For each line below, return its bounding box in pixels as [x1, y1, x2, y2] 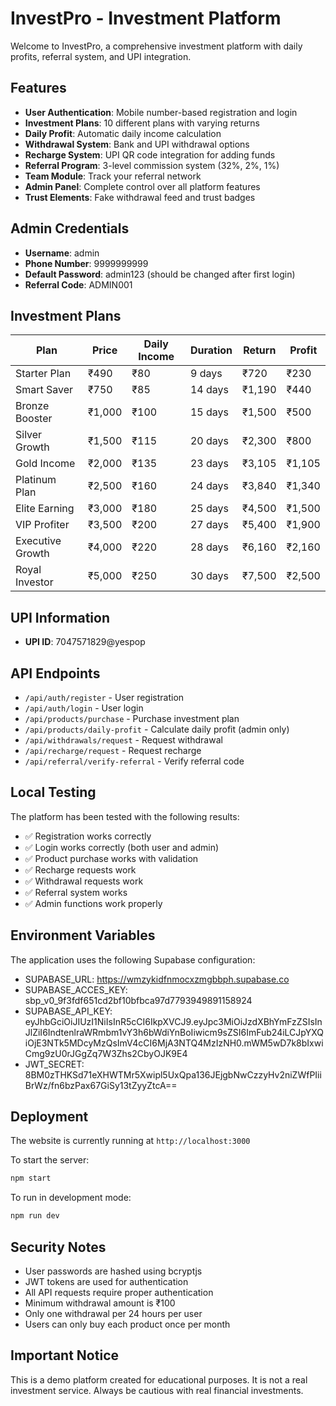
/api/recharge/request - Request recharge [24, 745, 202, 756]
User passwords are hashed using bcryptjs [24, 1265, 203, 1277]
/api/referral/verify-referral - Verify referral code [24, 755, 245, 767]
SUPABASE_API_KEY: [24, 1005, 113, 1017]
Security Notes [10, 1238, 107, 1256]
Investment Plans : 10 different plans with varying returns [24, 117, 260, 129]
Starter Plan [15, 367, 72, 381]
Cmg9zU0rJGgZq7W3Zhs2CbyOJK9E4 [24, 1047, 188, 1059]
